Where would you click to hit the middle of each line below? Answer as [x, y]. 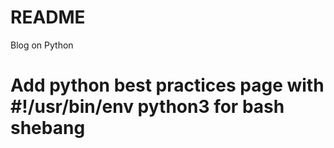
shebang [48, 128]
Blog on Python [42, 45]
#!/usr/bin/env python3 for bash [147, 107]
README [48, 17]
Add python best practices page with [167, 85]
